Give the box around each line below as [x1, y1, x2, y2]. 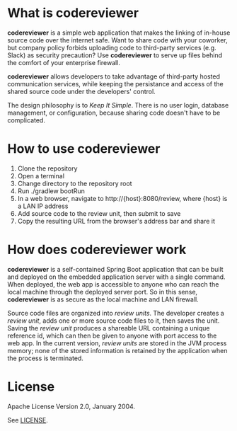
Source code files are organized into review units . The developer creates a [7, 309, 224, 317]
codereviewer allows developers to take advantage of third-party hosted [7, 72, 221, 81]
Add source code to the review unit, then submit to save [17, 209, 181, 217]
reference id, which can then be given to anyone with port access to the [7, 331, 217, 340]
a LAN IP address [17, 202, 69, 210]
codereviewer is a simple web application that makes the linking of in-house [7, 28, 231, 37]
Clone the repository [17, 164, 78, 173]
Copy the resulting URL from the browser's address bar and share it [17, 217, 216, 225]
